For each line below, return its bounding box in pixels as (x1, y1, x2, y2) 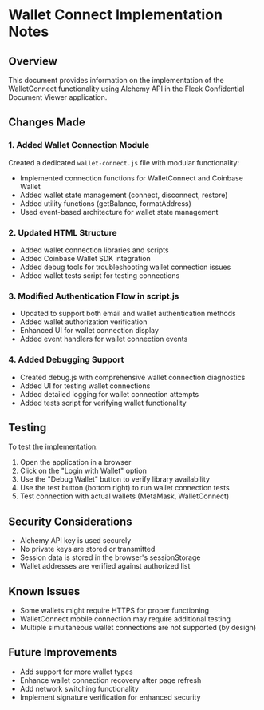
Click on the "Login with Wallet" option (19, 466, 148, 476)
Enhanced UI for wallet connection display (19, 326, 160, 335)
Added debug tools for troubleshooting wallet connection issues (19, 262, 231, 272)
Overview (8, 54, 58, 68)
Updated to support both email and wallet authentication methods (19, 309, 237, 319)
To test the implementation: (8, 442, 98, 452)
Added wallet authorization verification (19, 317, 148, 327)
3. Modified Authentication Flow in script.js (8, 290, 179, 301)
